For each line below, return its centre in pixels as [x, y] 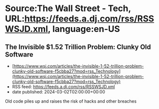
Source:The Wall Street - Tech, [68, 8]
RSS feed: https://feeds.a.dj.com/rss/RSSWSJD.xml [64, 87]
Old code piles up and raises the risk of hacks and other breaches [71, 101]
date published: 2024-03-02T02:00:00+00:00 [58, 92]
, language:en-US [84, 29]
